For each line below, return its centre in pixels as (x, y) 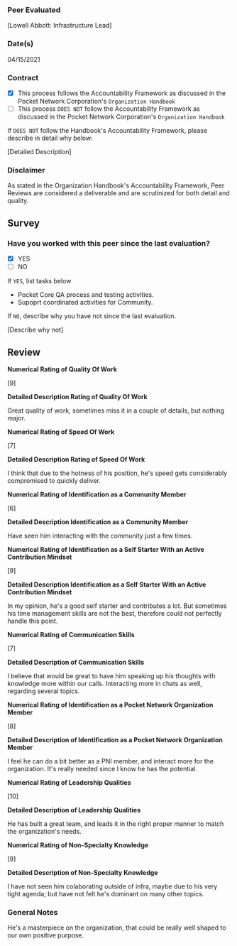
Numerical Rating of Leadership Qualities (69, 782)
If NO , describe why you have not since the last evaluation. (92, 316)
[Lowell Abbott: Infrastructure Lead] (60, 26)
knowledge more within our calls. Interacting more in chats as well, (105, 683)
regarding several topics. (44, 691)
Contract (23, 77)
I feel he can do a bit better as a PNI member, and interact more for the (111, 761)
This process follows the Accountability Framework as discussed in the (121, 93)
